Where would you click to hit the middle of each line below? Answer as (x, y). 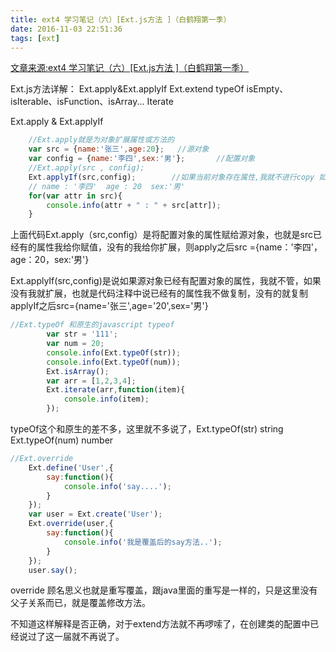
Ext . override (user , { (71, 524)
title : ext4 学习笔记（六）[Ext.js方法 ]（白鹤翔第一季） (121, 19)
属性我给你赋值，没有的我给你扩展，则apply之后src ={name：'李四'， (179, 247)
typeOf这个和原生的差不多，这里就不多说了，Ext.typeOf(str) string (147, 429)
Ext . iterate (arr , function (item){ (116, 390)
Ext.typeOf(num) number (62, 440)
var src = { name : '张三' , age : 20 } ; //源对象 (119, 149)
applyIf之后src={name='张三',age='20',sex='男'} (109, 306)
